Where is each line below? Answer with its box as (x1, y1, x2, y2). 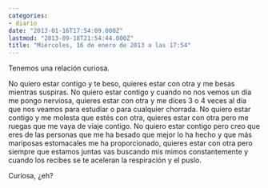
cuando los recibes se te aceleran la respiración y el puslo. (8, 155, 202, 165)
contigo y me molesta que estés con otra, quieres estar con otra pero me (8, 113, 250, 122)
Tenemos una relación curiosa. (8, 63, 110, 73)
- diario (8, 19, 38, 27)
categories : (8, 11, 48, 20)
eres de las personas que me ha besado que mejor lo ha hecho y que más (8, 130, 252, 140)
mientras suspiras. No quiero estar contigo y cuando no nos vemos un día (8, 87, 252, 97)
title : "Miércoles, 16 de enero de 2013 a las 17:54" (8, 42, 192, 50)
